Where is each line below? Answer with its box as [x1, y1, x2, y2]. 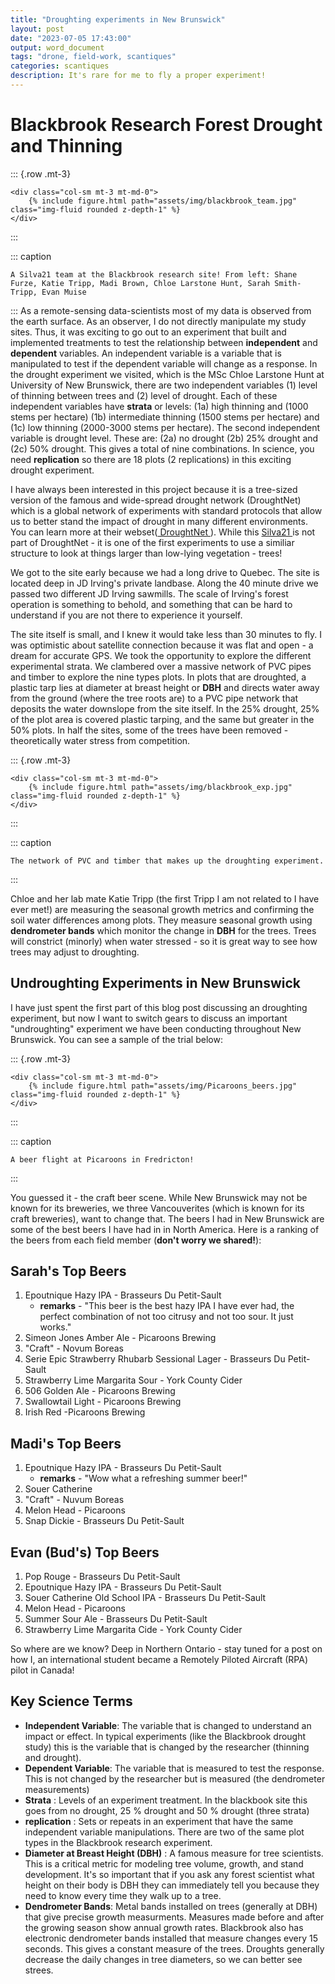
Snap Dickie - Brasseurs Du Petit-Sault [24, 1515, 185, 1527]
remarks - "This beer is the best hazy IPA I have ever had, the [39, 1300, 295, 1312]
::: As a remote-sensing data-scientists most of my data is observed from [10, 304, 312, 316]
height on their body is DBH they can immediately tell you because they [24, 1879, 320, 1891]
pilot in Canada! [10, 1664, 75, 1676]
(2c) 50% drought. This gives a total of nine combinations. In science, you [10, 442, 315, 455]
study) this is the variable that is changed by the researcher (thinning [24, 1741, 310, 1753]
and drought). [24, 1751, 82, 1763]
